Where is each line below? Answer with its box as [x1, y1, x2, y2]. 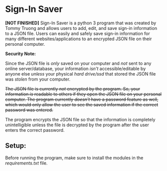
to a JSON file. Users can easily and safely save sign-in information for [5, 30, 150, 36]
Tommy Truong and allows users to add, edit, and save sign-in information [5, 25, 158, 31]
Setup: [5, 142, 26, 150]
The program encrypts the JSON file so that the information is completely [5, 116, 156, 122]
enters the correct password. [5, 127, 65, 133]
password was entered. [5, 107, 53, 113]
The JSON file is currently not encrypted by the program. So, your [5, 85, 141, 91]
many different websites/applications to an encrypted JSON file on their [5, 36, 152, 42]
